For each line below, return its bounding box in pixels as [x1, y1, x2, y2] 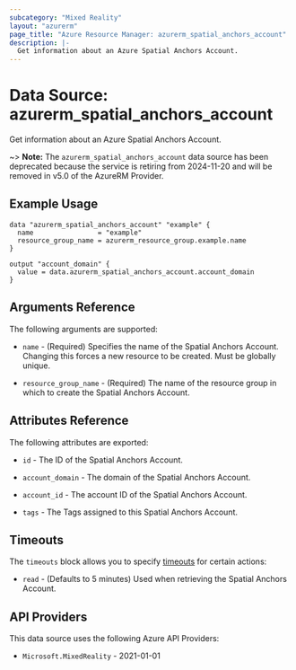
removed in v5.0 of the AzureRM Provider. [9, 171, 164, 181]
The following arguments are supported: [9, 323, 159, 334]
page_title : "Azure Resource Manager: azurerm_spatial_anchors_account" [9, 30, 287, 39]
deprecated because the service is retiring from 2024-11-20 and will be [9, 161, 273, 172]
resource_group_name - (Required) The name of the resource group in [22, 377, 277, 388]
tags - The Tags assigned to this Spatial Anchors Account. [22, 507, 238, 517]
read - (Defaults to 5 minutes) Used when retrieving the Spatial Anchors [22, 574, 287, 585]
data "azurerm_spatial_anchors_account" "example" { [9, 220, 211, 229]
